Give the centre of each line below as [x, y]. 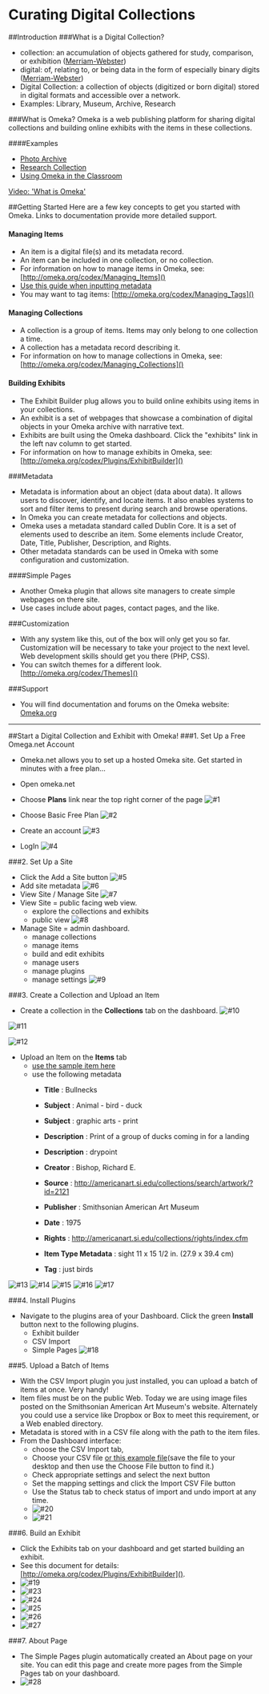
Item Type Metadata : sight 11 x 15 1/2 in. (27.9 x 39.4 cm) [139, 1254]
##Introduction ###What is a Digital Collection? [86, 37]
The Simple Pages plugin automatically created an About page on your [137, 1656]
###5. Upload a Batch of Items [59, 1365]
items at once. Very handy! [64, 1389]
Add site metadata [50, 885]
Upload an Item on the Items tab [73, 1057]
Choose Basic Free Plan [59, 815]
